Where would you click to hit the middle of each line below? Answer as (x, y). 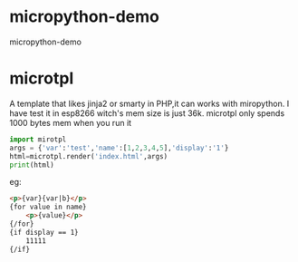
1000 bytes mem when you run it (71, 122)
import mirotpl (38, 139)
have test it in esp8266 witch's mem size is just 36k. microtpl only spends (147, 113)
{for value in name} (48, 207)
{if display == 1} (44, 232)
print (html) (32, 165)
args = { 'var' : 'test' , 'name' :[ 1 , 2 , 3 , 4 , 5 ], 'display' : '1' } (119, 148)
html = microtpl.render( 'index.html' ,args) (89, 156)
